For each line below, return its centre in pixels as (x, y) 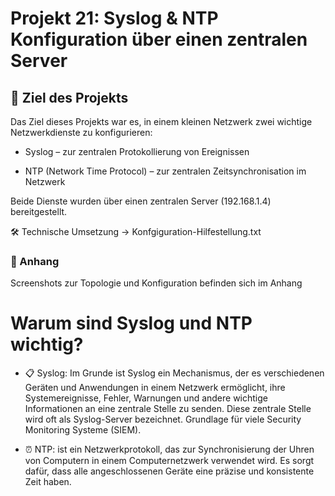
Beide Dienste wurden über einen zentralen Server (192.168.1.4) (141, 201)
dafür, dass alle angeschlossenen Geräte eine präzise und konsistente (169, 471)
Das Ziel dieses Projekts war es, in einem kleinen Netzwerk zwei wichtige (161, 121)
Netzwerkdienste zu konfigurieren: (81, 132)
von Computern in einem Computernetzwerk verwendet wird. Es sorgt (169, 461)
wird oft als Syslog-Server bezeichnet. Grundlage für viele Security (163, 419)
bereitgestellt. (39, 211)
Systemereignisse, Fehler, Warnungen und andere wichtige (146, 398)
